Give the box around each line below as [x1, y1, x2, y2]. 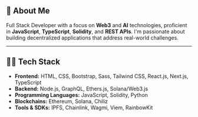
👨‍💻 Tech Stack [6, 57, 61, 67]
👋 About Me [6, 6, 50, 16]
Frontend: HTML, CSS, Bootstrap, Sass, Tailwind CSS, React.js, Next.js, [14, 72, 189, 80]
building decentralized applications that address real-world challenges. [6, 34, 179, 41]
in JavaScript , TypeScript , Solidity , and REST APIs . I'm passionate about [6, 28, 185, 35]
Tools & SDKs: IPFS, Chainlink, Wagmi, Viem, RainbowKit [14, 104, 153, 111]
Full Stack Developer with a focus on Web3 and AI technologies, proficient [6, 21, 187, 28]
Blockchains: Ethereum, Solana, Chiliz [14, 97, 108, 105]
